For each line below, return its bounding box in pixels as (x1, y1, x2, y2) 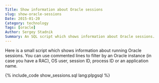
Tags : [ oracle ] (5, 25, 36, 30)
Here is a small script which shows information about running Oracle (5, 47, 142, 53)
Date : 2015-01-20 (5, 16, 40, 21)
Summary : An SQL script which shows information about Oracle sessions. (5, 34, 155, 39)
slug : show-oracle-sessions (5, 12, 62, 17)
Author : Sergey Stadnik (5, 30, 53, 34)
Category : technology (5, 20, 49, 26)
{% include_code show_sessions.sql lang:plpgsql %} (5, 72, 111, 78)
